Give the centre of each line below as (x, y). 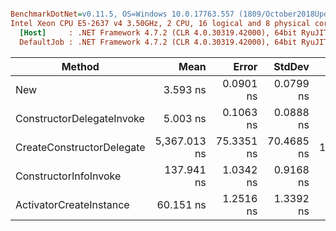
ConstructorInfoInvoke (68, 176)
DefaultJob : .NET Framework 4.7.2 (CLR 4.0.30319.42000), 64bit (158, 42)
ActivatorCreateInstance (72, 204)
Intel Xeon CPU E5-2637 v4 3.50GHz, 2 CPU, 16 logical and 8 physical (160, 23)
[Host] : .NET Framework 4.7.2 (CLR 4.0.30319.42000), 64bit (158, 32)
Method (80, 66)
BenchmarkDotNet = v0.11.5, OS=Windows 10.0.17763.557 (122, 14)
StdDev (291, 66)
